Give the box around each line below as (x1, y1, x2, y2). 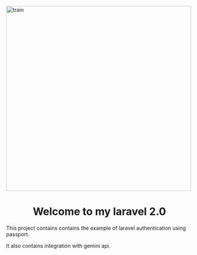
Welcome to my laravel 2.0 (33, 205, 166, 218)
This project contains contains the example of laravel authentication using (6, 224, 186, 231)
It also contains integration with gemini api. (6, 242, 111, 249)
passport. (6, 231, 30, 238)
